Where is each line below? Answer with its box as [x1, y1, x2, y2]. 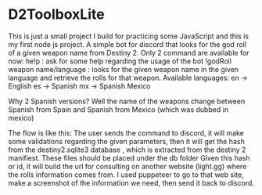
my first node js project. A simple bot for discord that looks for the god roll [8, 39, 247, 49]
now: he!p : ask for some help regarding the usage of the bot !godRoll [8, 56, 232, 66]
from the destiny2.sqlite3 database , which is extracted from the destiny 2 [8, 145, 246, 154]
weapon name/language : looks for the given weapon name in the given [8, 64, 239, 74]
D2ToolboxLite [8, 5, 105, 23]
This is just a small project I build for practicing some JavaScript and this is [8, 31, 249, 41]
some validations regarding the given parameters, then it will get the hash [8, 136, 245, 146]
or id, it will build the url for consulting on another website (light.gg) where [8, 161, 247, 171]
